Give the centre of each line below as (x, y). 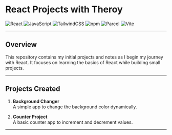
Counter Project (30, 117)
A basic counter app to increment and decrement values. (73, 122)
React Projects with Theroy (64, 9)
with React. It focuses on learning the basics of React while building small (83, 62)
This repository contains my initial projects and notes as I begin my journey (84, 57)
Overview (21, 45)
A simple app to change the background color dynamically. (75, 107)
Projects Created (33, 89)
